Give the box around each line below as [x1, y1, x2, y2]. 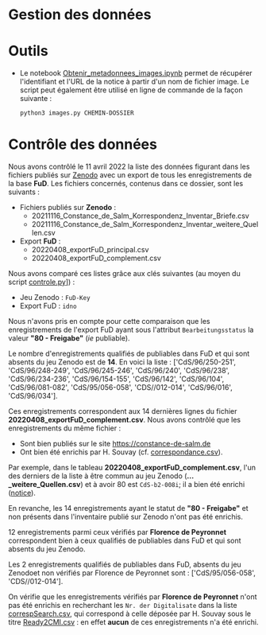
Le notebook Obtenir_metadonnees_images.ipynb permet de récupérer [19, 68, 253, 78]
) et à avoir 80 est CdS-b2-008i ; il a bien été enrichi [80, 480, 245, 489]
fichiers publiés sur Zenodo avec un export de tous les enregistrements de [8, 170, 253, 180]
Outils [8, 42, 49, 60]
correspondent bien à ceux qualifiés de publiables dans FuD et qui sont [8, 536, 241, 546]
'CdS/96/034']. [8, 392, 58, 401]
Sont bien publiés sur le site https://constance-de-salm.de [19, 439, 211, 449]
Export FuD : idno [19, 301, 77, 311]
